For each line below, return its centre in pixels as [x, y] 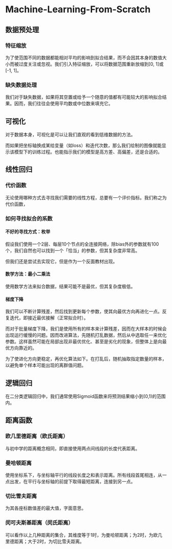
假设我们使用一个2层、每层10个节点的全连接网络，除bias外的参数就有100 [82, 244]
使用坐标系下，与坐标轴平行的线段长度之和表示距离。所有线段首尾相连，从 [84, 475]
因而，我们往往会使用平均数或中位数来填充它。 [63, 104]
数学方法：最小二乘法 [28, 274]
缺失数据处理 [21, 85]
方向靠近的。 [23, 348]
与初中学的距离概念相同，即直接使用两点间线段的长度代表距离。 [72, 448]
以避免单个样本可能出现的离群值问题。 [46, 365]
